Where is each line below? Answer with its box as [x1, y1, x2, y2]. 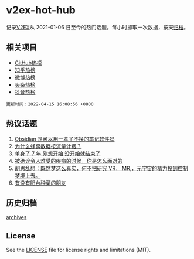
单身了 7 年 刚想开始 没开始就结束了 [14, 150, 101, 157]
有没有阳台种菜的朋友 [14, 179, 66, 186]
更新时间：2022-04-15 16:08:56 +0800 [6, 101, 94, 107]
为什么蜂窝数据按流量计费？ [14, 142, 82, 149]
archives [6, 214, 27, 221]
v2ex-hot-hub [6, 4, 76, 17]
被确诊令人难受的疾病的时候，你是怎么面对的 [14, 157, 123, 164]
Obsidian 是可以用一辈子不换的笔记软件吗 [14, 135, 115, 142]
